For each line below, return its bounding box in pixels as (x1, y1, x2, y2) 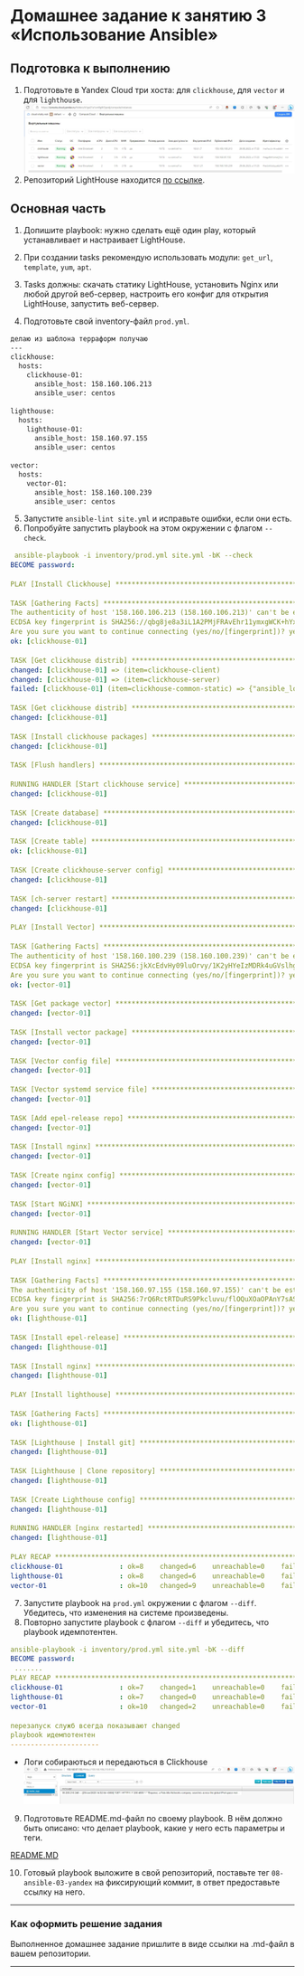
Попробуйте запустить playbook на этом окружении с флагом (23, 523, 263, 534)
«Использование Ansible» (10, 24, 219, 45)
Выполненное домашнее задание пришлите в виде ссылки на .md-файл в (10, 1938, 295, 1949)
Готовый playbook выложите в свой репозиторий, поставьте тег (23, 1867, 270, 1878)
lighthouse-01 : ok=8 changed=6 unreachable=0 (10, 1571, 265, 1581)
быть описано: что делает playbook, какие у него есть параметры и (23, 1823, 285, 1834)
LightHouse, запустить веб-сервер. (23, 298, 160, 309)
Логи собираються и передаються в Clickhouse (23, 1756, 208, 1768)
